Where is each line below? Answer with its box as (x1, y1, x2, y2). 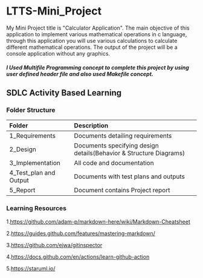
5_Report (9, 186, 36, 195)
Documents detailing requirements (74, 132, 172, 140)
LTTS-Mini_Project (6, 4, 101, 18)
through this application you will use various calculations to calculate (6, 37, 178, 44)
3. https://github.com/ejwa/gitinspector (6, 241, 103, 248)
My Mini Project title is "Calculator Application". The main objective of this (6, 24, 190, 31)
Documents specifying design (74, 141, 159, 150)
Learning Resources (6, 204, 66, 213)
